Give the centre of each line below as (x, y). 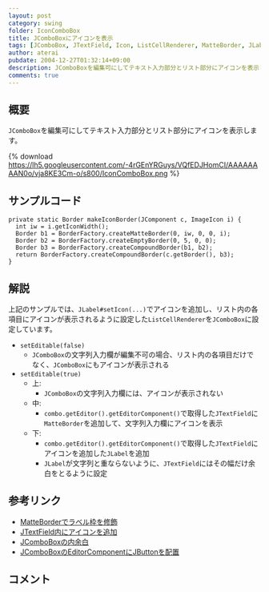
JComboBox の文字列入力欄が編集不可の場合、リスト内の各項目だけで (143, 355)
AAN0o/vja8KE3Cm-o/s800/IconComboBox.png (88, 174)
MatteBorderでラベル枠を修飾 (69, 522)
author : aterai (34, 53)
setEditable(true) (50, 375)
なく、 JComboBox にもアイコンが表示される (100, 364)
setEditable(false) (52, 346)
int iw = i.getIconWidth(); (62, 227)
